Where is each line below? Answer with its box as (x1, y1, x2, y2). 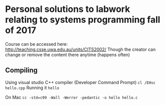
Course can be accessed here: (5, 41, 68, 47)
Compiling (5, 66, 38, 75)
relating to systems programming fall (5, 14, 161, 25)
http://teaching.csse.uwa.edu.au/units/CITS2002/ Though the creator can (5, 46, 156, 52)
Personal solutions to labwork (5, 3, 130, 15)
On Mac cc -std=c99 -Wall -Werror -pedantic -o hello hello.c (5, 94, 138, 100)
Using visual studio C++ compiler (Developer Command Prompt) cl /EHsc (5, 79, 156, 85)
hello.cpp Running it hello (5, 85, 59, 91)
